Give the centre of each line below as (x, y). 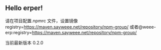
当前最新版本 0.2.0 (24, 43)
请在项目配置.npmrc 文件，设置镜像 (42, 21)
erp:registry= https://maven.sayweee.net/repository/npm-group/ (71, 32)
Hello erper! (24, 8)
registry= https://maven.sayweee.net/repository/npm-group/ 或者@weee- (80, 27)
